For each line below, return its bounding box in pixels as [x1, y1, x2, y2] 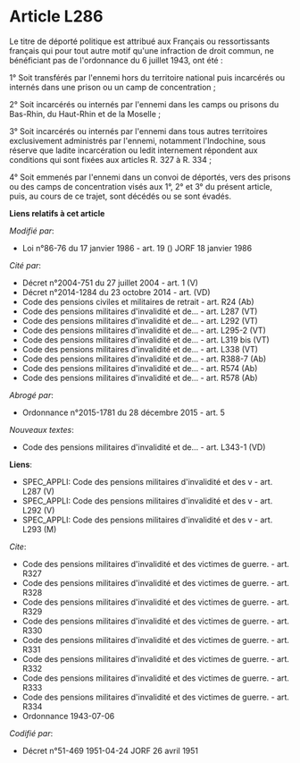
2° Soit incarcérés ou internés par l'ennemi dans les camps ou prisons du [9, 98, 279, 109]
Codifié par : [9, 727, 54, 739]
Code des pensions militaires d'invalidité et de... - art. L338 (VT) [21, 343, 259, 354]
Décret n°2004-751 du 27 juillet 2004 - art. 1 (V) [21, 277, 199, 288]
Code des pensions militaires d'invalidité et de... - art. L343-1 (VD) [21, 441, 266, 453]
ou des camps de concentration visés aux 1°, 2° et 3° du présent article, [9, 181, 272, 191]
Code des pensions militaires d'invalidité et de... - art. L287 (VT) [21, 306, 258, 317]
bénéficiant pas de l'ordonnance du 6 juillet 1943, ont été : [9, 55, 223, 65]
